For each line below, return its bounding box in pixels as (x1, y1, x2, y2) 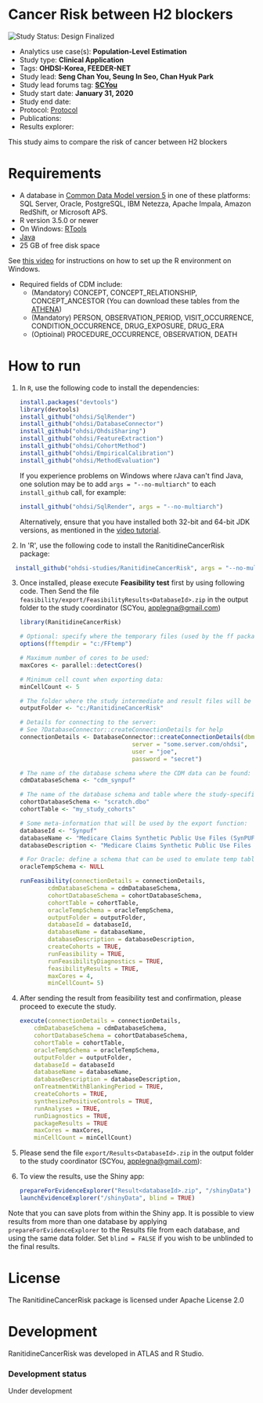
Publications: (19, 113, 62, 123)
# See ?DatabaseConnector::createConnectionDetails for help (19, 726, 224, 734)
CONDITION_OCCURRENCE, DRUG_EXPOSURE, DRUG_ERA (31, 321, 225, 331)
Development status (8, 1368, 88, 1379)
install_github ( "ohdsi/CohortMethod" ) (19, 442, 146, 450)
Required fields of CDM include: (19, 279, 123, 288)
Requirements (8, 165, 102, 182)
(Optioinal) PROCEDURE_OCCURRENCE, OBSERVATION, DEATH (31, 329, 238, 339)
